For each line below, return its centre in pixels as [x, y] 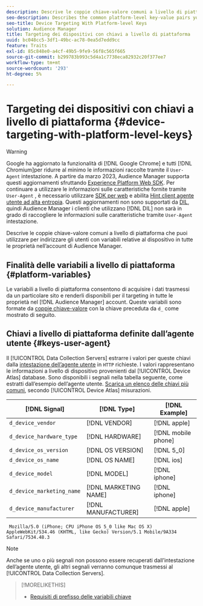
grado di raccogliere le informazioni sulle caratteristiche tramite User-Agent [99, 215]
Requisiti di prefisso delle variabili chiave [81, 596]
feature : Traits [27, 46]
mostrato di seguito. [31, 315]
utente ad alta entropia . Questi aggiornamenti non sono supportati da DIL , [98, 202]
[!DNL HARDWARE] [114, 436]
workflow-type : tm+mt [34, 62]
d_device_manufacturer [42, 508]
